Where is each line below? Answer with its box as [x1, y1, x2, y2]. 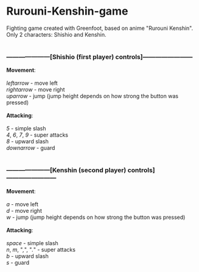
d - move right [6, 207, 43, 214]
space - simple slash [6, 239, 59, 246]
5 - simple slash [6, 125, 47, 132]
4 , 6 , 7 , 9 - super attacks [6, 131, 69, 138]
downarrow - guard [6, 145, 55, 152]
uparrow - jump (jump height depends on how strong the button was [6, 93, 178, 100]
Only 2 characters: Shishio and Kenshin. [6, 30, 106, 38]
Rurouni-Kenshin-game [6, 4, 128, 18]
